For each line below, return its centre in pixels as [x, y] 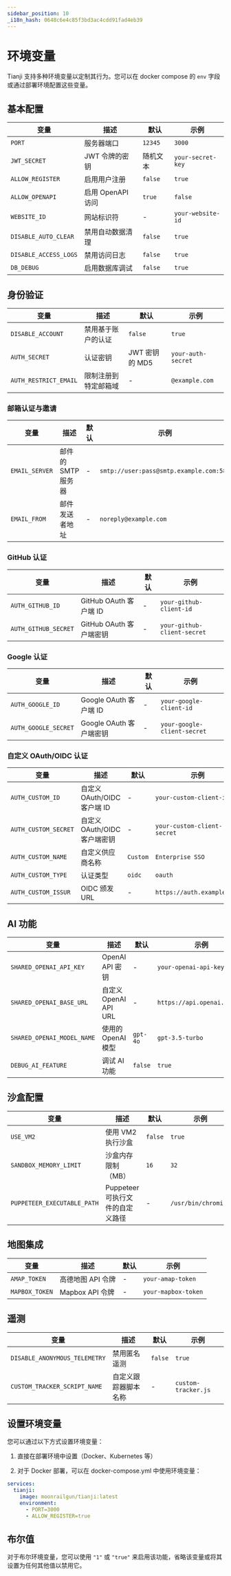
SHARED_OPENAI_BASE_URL [49, 1003]
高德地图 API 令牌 [88, 1279]
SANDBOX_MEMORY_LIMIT [46, 1165]
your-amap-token [170, 1279]
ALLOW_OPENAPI [34, 197]
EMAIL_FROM [28, 519]
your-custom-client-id [192, 798]
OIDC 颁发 [97, 889]
